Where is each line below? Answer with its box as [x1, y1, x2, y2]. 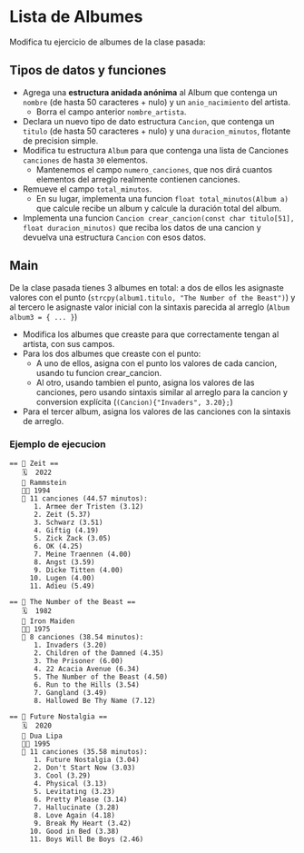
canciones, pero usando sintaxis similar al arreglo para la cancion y [35, 386, 289, 397]
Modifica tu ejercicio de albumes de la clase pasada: [9, 36, 206, 47]
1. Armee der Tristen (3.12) [33, 501, 144, 511]
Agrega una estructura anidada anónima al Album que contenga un [22, 86, 279, 97]
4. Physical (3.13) [33, 779, 107, 788]
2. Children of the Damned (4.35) [33, 648, 165, 658]
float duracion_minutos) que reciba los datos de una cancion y [22, 222, 261, 233]
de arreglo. [22, 415, 64, 426]
